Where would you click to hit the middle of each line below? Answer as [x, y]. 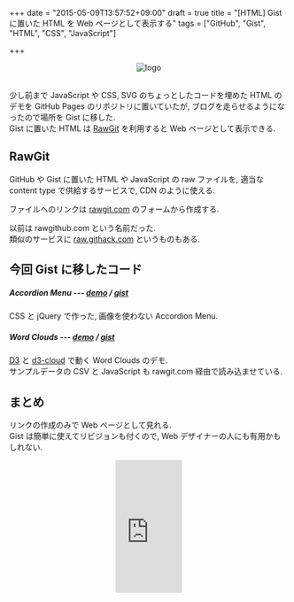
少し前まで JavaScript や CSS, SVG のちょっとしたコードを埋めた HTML [141, 95]
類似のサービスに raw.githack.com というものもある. [105, 239]
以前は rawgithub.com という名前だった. [83, 228]
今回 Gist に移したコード [76, 270]
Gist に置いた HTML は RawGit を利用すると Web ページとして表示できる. [143, 128]
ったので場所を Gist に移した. [62, 117]
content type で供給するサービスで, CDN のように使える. [112, 190]
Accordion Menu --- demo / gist [69, 292]
